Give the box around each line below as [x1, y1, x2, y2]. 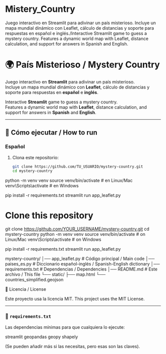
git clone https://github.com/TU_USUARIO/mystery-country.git [12, 164, 143, 169]
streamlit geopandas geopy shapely [5, 334, 78, 340]
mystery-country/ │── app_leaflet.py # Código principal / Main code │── [5, 256, 155, 262]
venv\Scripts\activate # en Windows [5, 183, 79, 189]
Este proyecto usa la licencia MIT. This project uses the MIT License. [5, 296, 145, 302]
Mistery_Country [5, 3, 76, 15]
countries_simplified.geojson [5, 277, 64, 283]
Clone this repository [5, 210, 94, 221]
